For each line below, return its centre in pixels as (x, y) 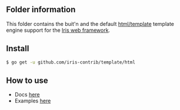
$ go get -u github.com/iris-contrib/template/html (71, 62)
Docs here (27, 95)
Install (18, 49)
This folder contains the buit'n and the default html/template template (90, 24)
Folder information (41, 10)
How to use (27, 80)
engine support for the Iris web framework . (58, 30)
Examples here (33, 101)
